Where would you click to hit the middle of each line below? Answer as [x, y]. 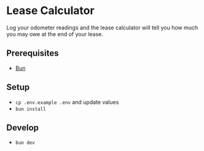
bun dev [25, 143]
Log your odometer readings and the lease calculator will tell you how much [102, 28]
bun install [30, 109]
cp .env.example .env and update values [67, 102]
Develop [22, 127]
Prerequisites [33, 53]
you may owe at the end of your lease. [55, 34]
